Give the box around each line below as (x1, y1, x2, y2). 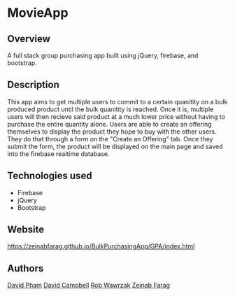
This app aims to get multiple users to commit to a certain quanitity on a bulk (7, 97, 228, 106)
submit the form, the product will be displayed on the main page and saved (7, 142, 223, 150)
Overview (7, 33, 51, 45)
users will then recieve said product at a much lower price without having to (7, 112, 226, 120)
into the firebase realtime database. (7, 149, 110, 158)
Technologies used (7, 170, 92, 182)
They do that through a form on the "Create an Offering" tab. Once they (7, 134, 213, 143)
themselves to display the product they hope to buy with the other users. (7, 127, 217, 136)
